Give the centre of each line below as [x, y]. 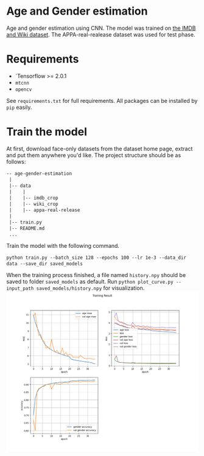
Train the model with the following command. [63, 245]
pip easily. [19, 107]
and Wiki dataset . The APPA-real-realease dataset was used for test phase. [101, 34]
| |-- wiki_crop [34, 204]
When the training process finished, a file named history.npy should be [96, 275]
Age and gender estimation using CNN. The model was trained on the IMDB [101, 28]
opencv [23, 89]
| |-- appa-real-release [44, 210]
